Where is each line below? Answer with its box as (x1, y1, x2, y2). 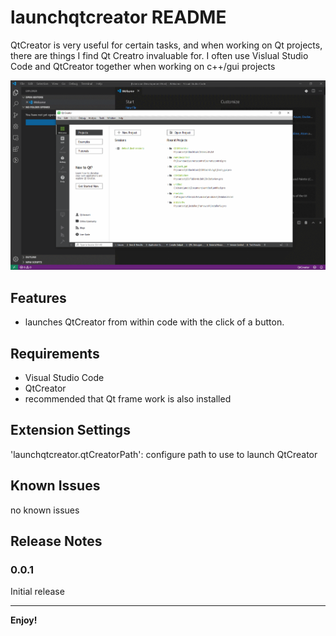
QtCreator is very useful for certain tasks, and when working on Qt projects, (10, 39, 323, 51)
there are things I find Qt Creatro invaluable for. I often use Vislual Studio (10, 49, 309, 61)
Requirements (10, 345, 100, 362)
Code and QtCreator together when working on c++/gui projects (10, 60, 276, 72)
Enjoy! (10, 614, 38, 626)
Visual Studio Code (24, 372, 105, 384)
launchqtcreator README (10, 6, 227, 29)
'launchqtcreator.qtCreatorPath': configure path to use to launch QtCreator (10, 448, 318, 460)
